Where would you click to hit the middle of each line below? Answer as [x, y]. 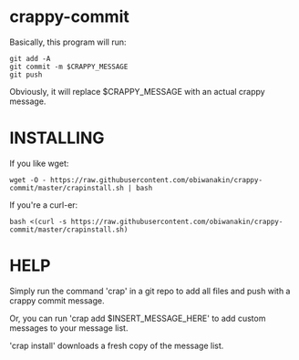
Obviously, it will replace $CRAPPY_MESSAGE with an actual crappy [138, 91]
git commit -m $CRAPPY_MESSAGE [69, 67]
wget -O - [28, 180]
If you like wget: [39, 163]
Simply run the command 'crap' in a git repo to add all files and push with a [150, 291]
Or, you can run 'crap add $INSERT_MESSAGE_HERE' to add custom [138, 318]
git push [26, 75]
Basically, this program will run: [68, 42]
